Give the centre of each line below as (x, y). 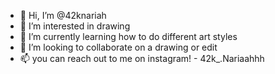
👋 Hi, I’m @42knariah (63, 15)
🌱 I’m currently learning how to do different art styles (128, 36)
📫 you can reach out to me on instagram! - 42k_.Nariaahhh (142, 58)
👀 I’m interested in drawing (75, 26)
